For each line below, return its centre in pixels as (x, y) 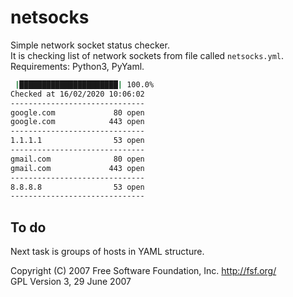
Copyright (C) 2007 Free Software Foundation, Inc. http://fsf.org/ (143, 271)
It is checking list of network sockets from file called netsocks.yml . (147, 55)
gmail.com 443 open (77, 168)
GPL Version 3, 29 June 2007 (71, 282)
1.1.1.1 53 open (77, 141)
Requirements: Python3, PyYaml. (77, 66)
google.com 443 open (77, 122)
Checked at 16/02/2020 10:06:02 (77, 94)
